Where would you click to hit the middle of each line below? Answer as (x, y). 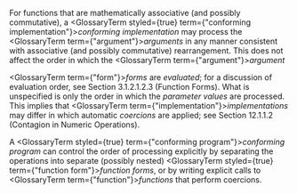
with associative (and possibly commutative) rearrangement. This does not (146, 51)
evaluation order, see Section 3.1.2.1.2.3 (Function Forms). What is (129, 87)
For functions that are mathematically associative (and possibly (125, 13)
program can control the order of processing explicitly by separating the (141, 151)
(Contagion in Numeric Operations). (75, 125)
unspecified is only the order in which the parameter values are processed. (147, 96)
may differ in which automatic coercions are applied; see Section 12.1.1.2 (141, 115)
